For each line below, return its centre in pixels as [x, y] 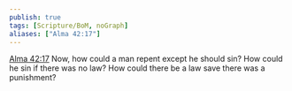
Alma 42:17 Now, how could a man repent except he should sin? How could [146, 59]
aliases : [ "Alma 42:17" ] [55, 34]
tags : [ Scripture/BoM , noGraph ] [69, 26]
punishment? [33, 78]
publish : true [35, 17]
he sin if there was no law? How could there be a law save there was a [137, 68]
